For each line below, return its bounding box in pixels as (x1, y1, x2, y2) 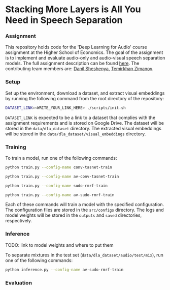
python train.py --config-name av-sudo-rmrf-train (5, 192, 115, 197)
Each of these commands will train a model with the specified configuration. (5, 201, 164, 208)
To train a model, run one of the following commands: (5, 155, 117, 161)
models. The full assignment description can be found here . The (5, 60, 140, 67)
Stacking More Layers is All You (5, 4, 141, 15)
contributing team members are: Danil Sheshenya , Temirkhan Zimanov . (5, 66, 154, 72)
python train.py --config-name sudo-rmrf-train (5, 183, 108, 188)
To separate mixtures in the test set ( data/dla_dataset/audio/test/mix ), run (5, 252, 164, 258)
